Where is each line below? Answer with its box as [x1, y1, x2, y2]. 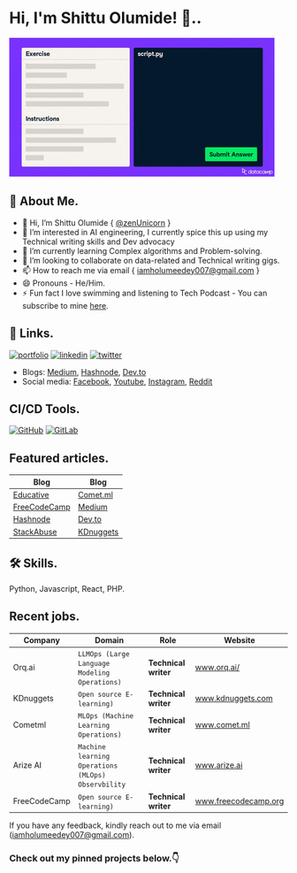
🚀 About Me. [9, 194, 80, 209]
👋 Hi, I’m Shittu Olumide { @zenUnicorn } [21, 217, 171, 228]
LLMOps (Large [78, 649, 130, 658]
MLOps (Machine [78, 712, 134, 721]
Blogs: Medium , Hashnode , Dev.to [21, 366, 147, 377]
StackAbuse [12, 526, 57, 537]
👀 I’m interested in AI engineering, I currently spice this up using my [21, 226, 269, 237]
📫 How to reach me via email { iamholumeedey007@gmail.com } [21, 264, 260, 275]
